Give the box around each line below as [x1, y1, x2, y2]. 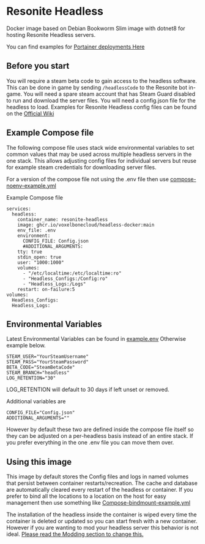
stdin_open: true [17, 254, 62, 260]
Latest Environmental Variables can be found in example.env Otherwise [6, 335, 187, 343]
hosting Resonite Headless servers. [6, 31, 96, 38]
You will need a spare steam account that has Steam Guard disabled [23, 90, 196, 98]
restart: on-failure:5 [17, 286, 75, 292]
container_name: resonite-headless [17, 216, 108, 222]
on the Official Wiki [6, 109, 54, 117]
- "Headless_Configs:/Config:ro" [22, 275, 108, 282]
